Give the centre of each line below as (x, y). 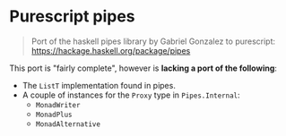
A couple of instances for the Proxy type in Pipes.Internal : (131, 95)
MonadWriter (58, 105)
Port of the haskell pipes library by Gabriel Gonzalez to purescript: (153, 41)
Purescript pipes (73, 17)
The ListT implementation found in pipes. (99, 85)
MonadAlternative (68, 124)
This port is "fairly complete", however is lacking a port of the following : (143, 68)
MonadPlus (54, 115)
